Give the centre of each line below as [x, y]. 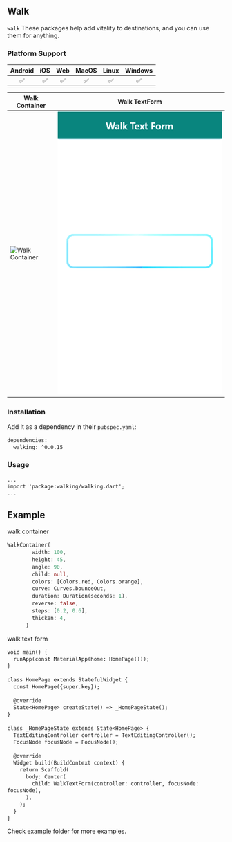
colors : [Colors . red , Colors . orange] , [88, 582]
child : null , [51, 574]
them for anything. [33, 35]
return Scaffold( [45, 770]
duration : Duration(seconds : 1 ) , [80, 596]
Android [22, 70]
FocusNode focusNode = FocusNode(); [66, 742]
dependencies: [28, 441]
